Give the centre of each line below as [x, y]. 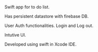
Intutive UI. [15, 35]
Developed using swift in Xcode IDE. [41, 44]
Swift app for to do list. [27, 7]
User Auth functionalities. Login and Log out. [49, 26]
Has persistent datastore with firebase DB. [47, 16]
